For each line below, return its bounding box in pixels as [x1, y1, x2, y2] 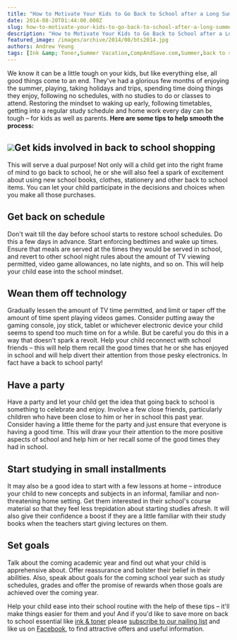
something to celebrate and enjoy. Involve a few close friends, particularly [7, 405, 222, 414]
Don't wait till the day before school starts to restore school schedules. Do [7, 230, 223, 238]
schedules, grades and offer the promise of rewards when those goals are [7, 581, 223, 589]
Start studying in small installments [7, 463, 167, 475]
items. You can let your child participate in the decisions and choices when [7, 183, 225, 191]
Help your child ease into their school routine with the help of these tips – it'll [7, 602, 230, 610]
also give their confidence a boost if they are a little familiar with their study [7, 512, 226, 520]
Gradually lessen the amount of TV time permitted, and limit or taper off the [7, 306, 226, 314]
